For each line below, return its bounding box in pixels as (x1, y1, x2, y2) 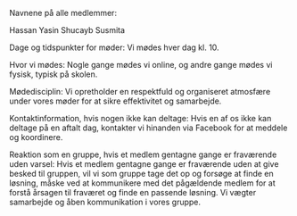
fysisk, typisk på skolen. (9, 69, 98, 79)
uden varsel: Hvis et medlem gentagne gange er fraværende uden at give (9, 159, 279, 169)
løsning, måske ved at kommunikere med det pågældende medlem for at (9, 178, 276, 188)
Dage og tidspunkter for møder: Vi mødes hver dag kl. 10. (9, 42, 220, 53)
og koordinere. (9, 132, 63, 142)
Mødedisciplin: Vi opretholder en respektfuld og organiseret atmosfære (9, 87, 271, 96)
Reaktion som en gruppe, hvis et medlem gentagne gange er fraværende (9, 149, 277, 160)
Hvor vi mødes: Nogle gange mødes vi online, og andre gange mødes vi (9, 60, 273, 70)
